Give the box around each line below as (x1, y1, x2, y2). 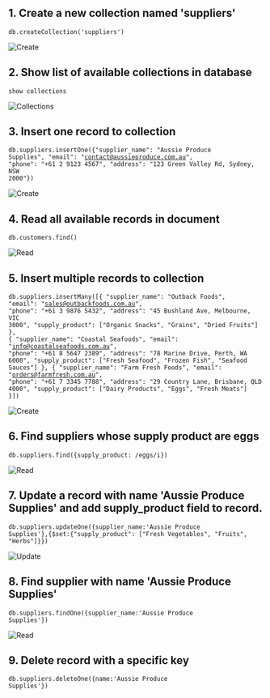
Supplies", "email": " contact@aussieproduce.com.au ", (8, 153, 194, 161)
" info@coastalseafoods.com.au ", (8, 343, 117, 351)
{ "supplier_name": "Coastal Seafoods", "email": (8, 335, 179, 343)
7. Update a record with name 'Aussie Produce (8, 489, 245, 503)
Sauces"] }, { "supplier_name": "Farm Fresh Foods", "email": (8, 364, 222, 372)
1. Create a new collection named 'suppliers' (8, 6, 236, 20)
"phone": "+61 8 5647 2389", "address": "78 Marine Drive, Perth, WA (8, 350, 248, 358)
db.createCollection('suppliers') (8, 28, 125, 36)
